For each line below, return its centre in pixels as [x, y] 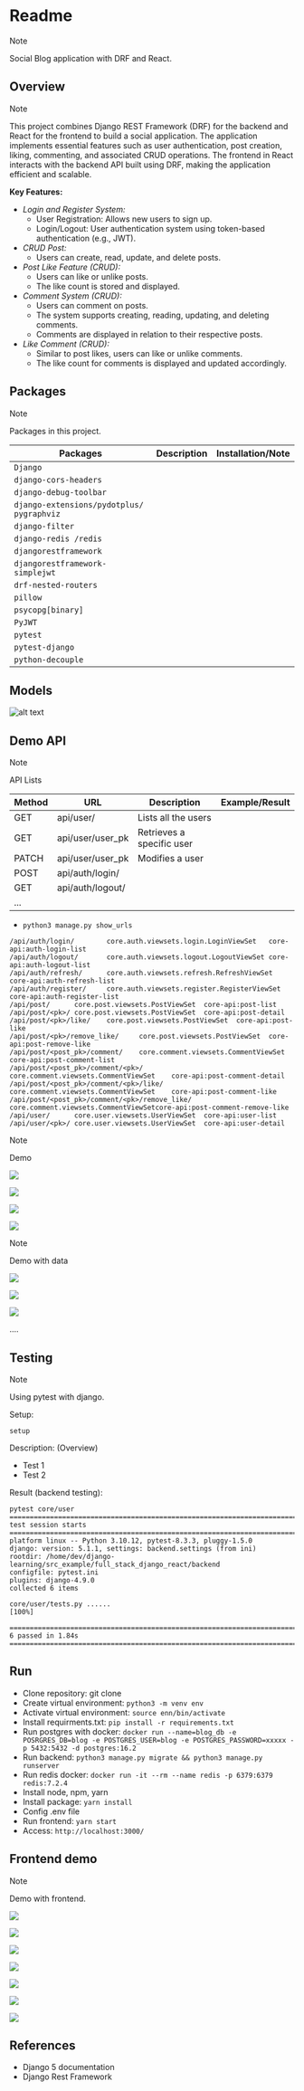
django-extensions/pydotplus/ [79, 504]
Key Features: [36, 192]
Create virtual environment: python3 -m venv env [113, 1703]
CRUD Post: [44, 247]
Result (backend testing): [56, 1492]
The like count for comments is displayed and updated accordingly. [161, 363]
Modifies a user [170, 859]
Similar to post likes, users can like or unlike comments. [139, 353]
